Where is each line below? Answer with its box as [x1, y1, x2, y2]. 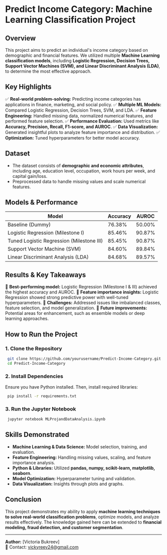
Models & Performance [5, 198, 78, 207]
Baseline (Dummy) [7, 221, 51, 228]
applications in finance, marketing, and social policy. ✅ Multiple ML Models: [5, 101, 162, 108]
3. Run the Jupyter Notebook [5, 405, 76, 412]
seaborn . [12, 470, 32, 476]
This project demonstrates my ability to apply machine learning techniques [5, 508, 161, 514]
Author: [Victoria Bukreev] [5, 539, 60, 545]
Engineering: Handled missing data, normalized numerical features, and [5, 113, 153, 119]
